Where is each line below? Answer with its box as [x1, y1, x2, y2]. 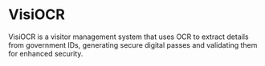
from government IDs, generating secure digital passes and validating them [8, 40, 258, 49]
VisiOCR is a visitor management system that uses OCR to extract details [8, 32, 249, 41]
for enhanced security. [8, 49, 84, 58]
